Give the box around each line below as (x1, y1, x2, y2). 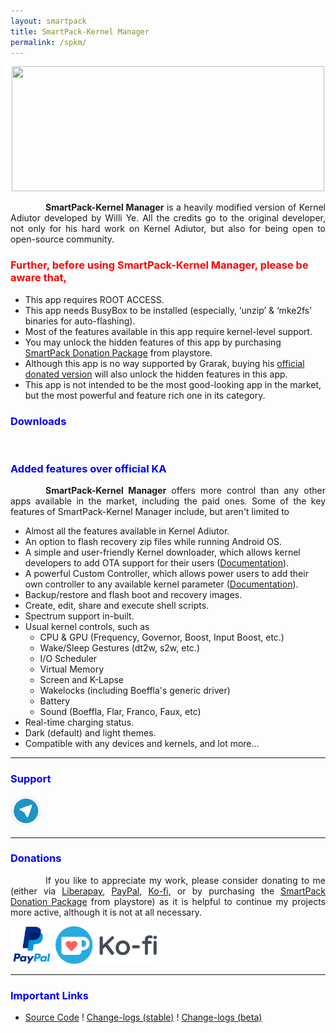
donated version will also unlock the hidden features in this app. (24, 368, 288, 380)
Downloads (10, 414, 67, 428)
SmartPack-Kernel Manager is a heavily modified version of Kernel (45, 201, 326, 214)
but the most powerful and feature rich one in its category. (24, 389, 266, 401)
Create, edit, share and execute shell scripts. (24, 600, 210, 612)
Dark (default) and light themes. (24, 727, 157, 739)
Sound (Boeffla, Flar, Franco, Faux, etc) (39, 706, 202, 718)
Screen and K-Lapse (39, 674, 125, 686)
